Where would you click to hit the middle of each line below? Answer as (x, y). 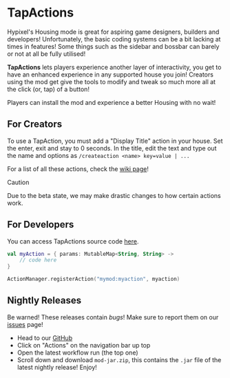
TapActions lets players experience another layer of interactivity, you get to (114, 67)
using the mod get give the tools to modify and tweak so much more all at (111, 81)
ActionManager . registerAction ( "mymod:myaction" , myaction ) (94, 279)
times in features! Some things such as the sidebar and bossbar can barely (113, 46)
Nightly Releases (44, 300)
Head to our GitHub (45, 338)
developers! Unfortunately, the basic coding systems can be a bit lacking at (114, 39)
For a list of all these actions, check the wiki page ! (78, 169)
